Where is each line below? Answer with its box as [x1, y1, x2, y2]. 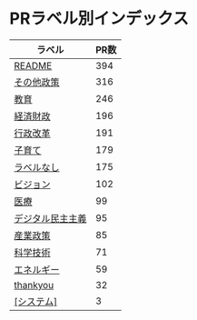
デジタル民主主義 [14, 212, 87, 225]
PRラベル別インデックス [9, 8, 189, 29]
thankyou [14, 278, 54, 291]
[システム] [14, 295, 58, 307]
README [14, 59, 53, 72]
